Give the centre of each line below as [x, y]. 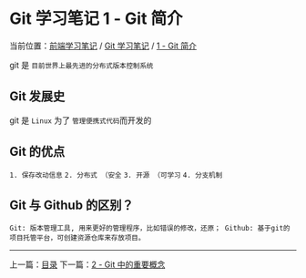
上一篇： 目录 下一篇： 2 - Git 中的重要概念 [87, 264]
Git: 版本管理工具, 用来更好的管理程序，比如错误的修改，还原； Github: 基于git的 [150, 229]
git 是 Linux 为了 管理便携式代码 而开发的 [81, 120]
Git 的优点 [37, 152]
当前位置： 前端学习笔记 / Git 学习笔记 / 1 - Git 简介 [103, 46]
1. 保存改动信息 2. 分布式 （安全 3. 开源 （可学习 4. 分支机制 [116, 175]
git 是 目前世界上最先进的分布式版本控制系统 [82, 65]
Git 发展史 [37, 97]
